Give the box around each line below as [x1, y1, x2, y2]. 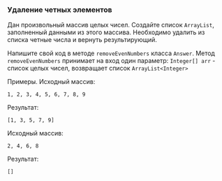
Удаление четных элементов [7, 5, 112, 15]
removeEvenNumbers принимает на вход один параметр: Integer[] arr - [7, 57, 216, 65]
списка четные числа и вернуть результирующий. [7, 36, 157, 44]
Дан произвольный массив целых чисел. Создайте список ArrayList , [7, 21, 214, 29]
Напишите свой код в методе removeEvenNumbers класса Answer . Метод [7, 49, 215, 57]
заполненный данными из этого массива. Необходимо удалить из [7, 28, 205, 36]
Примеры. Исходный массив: [7, 78, 96, 86]
